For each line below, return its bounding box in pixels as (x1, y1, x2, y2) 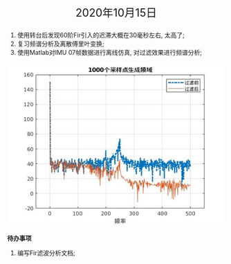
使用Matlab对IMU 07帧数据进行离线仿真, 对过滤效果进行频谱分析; (17, 49, 203, 56)
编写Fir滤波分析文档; (17, 249, 75, 257)
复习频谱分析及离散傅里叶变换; (17, 39, 105, 48)
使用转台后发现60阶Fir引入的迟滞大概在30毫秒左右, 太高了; (17, 31, 185, 39)
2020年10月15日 (75, 6, 157, 19)
